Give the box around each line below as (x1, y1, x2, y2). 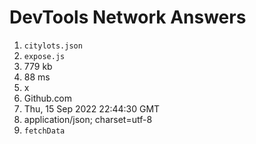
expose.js (23, 51, 66, 61)
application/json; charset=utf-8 (23, 113, 153, 125)
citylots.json (23, 41, 83, 51)
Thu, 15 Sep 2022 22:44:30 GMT (23, 102, 161, 115)
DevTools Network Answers (9, 6, 247, 29)
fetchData (23, 126, 66, 136)
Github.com (23, 92, 73, 104)
